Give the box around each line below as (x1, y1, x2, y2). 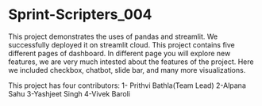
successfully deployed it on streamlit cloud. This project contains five (8, 40, 236, 49)
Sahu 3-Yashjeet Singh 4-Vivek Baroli (8, 89, 131, 98)
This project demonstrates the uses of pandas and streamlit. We (8, 32, 218, 41)
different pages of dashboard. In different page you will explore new (8, 48, 231, 58)
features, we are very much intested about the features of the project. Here (8, 57, 254, 66)
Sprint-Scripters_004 (8, 6, 152, 24)
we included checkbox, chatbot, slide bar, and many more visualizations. (8, 65, 246, 74)
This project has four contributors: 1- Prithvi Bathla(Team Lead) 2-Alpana (8, 81, 246, 90)
